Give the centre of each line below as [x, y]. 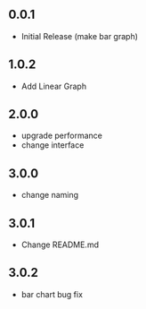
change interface [53, 145]
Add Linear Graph [53, 86]
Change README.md [60, 245]
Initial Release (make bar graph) [80, 36]
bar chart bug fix [52, 294]
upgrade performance [62, 136]
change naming [50, 195]
